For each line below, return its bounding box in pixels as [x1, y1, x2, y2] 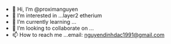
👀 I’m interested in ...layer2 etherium [11, 12, 102, 19]
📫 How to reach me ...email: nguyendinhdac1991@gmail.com [11, 32, 165, 38]
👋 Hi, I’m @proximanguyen [11, 6, 79, 12]
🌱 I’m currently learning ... [11, 18, 77, 25]
